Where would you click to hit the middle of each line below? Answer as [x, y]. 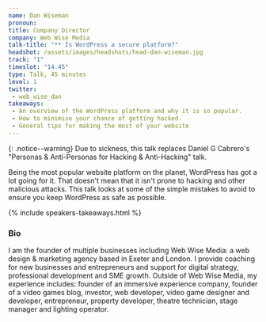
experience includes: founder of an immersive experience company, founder [133, 284]
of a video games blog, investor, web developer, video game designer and [129, 293]
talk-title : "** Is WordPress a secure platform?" [93, 45]
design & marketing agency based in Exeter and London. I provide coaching [132, 259]
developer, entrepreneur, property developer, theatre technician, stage [123, 301]
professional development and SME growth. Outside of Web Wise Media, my [133, 276]
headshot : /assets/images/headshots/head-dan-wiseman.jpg [106, 52]
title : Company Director [49, 30]
